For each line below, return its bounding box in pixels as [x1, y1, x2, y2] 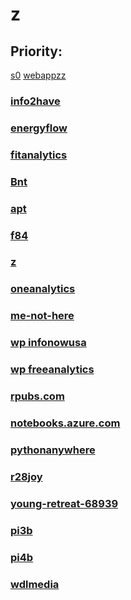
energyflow [10, 121, 68, 135]
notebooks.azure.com [10, 416, 121, 430]
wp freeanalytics [10, 363, 95, 377]
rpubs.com [10, 389, 65, 403]
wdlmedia [10, 577, 60, 591]
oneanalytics [10, 282, 76, 296]
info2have [10, 94, 61, 108]
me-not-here [10, 309, 75, 323]
